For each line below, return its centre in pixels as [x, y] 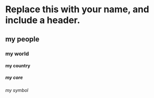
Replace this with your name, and [77, 9]
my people [22, 39]
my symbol [17, 90]
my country [18, 66]
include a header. [43, 20]
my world [17, 54]
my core [14, 77]
